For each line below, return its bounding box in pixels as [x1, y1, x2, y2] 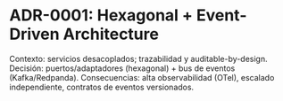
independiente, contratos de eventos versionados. [9, 82, 195, 92]
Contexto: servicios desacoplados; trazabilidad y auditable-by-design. [9, 53, 268, 64]
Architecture [62, 24, 159, 44]
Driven [9, 24, 60, 44]
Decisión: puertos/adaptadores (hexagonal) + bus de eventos [9, 63, 236, 74]
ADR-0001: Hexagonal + [9, 5, 194, 26]
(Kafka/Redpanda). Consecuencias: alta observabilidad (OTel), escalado [9, 72, 275, 82]
